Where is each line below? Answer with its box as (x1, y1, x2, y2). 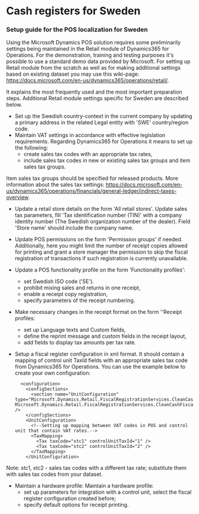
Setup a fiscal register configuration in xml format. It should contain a (14, 350, 185, 358)
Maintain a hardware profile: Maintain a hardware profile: (14, 482, 154, 490)
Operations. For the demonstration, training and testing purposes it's (6, 52, 174, 59)
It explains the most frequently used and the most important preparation (6, 88, 182, 96)
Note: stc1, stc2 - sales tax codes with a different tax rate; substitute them (6, 465, 187, 472)
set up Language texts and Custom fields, (23, 326, 126, 334)
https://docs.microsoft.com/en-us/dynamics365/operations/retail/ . (6, 77, 169, 84)
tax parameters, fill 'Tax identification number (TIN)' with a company (14, 211, 182, 219)
